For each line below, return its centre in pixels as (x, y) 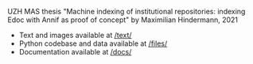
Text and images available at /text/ (75, 35)
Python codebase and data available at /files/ (93, 43)
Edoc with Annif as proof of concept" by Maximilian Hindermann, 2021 (123, 20)
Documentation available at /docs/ (75, 52)
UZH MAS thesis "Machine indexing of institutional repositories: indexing (127, 11)
